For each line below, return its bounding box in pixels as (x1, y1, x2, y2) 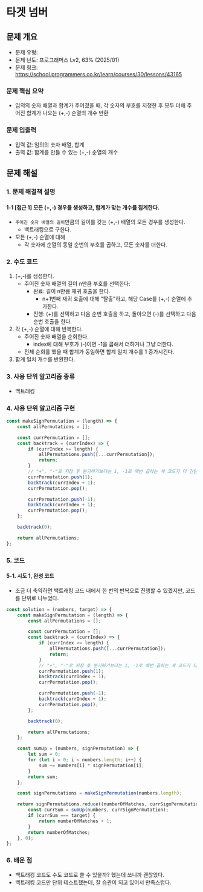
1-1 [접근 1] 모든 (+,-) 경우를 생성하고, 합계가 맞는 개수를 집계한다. (6, 203, 160, 211)
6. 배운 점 (6, 856, 32, 865)
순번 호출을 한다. (33, 318, 72, 325)
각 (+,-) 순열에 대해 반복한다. (14, 325, 83, 333)
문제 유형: (14, 49, 38, 56)
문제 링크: (14, 64, 38, 71)
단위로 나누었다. (21, 594, 59, 601)
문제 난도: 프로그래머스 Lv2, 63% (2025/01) (14, 56, 120, 64)
